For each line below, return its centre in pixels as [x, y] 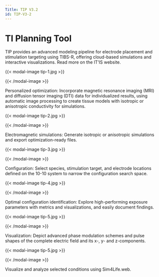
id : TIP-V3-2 [18, 14]
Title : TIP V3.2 [21, 10]
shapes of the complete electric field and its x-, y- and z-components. [76, 241]
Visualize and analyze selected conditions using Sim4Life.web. [68, 269]
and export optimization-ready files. [41, 140]
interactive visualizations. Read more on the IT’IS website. [63, 62]
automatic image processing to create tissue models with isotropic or [74, 101]
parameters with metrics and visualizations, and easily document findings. [80, 207]
